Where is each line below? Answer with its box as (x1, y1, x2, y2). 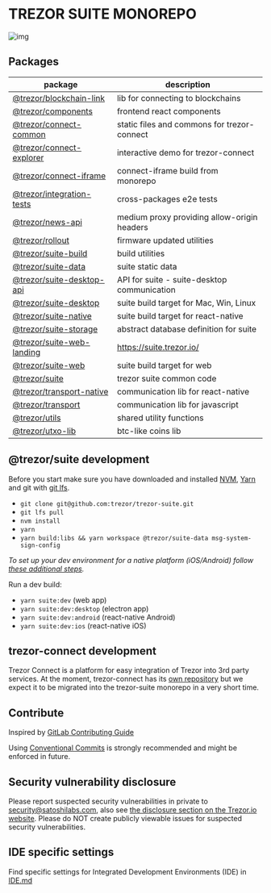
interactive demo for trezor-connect (116, 147, 255, 158)
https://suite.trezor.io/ (116, 341, 199, 353)
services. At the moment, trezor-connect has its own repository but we (8, 674, 244, 684)
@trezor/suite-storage (12, 323, 98, 335)
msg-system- (211, 534, 252, 542)
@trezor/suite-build (12, 248, 88, 259)
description (165, 78, 211, 90)
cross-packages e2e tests (116, 193, 218, 204)
